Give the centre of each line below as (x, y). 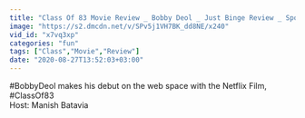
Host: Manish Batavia (49, 105)
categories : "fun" (44, 43)
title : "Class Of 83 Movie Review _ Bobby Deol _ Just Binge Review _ (146, 18)
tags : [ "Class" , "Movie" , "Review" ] (75, 52)
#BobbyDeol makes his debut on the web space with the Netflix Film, (138, 86)
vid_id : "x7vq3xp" (44, 34)
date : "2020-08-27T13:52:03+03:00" (77, 60)
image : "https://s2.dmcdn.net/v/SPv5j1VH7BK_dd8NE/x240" (119, 26)
